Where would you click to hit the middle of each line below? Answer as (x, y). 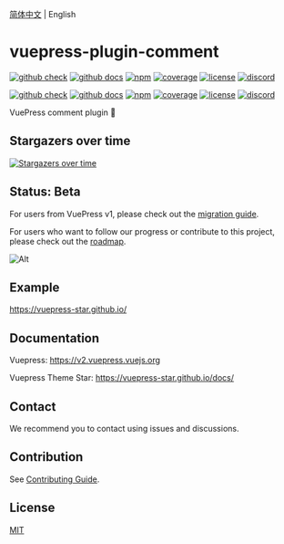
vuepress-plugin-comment (115, 52)
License (32, 508)
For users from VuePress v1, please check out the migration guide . (134, 214)
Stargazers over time (70, 141)
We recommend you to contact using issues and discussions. (124, 429)
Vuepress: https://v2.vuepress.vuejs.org (85, 361)
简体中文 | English (43, 14)
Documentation (55, 338)
